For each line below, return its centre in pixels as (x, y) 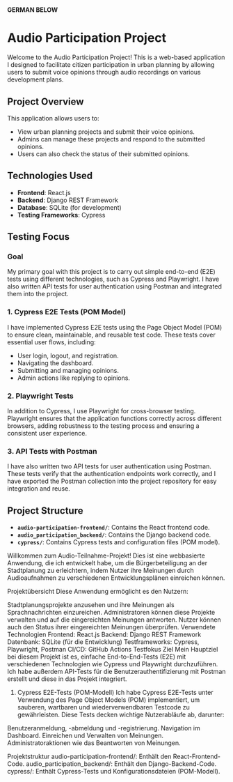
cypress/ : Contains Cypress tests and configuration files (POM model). (119, 542)
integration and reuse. (39, 489)
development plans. (35, 79)
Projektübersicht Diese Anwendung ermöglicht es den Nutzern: (98, 592)
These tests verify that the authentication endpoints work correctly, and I (112, 474)
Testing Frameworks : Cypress (61, 215)
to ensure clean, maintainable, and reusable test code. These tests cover (111, 335)
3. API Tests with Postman (52, 451)
